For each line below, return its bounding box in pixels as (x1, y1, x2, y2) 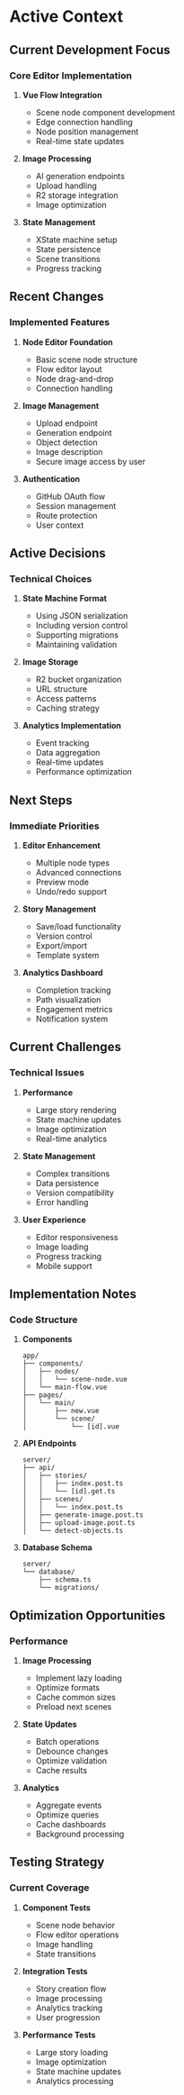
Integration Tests (22, 1965, 88, 1976)
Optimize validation (35, 1755, 108, 1766)
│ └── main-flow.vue (22, 1383, 108, 1392)
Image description (35, 446, 103, 457)
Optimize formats (35, 1682, 101, 1692)
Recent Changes (9, 289, 105, 304)
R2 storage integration (35, 189, 118, 200)
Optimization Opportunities (9, 1608, 166, 1623)
